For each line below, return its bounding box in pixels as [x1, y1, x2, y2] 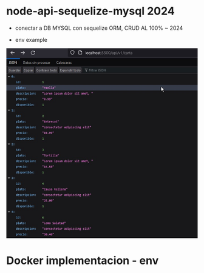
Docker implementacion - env [6, 254, 159, 268]
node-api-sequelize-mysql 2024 [6, 4, 175, 18]
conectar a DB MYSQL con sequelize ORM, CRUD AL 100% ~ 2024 [15, 24, 183, 32]
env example [15, 36, 47, 43]
